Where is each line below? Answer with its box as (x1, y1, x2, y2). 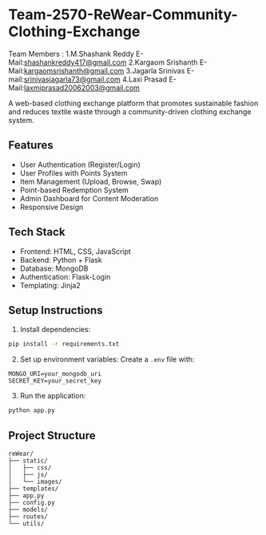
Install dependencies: (19, 325, 91, 335)
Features (8, 138, 54, 153)
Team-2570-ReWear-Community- (8, 6, 238, 24)
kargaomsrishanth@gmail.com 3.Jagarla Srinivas (23, 65, 185, 75)
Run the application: (19, 391, 86, 401)
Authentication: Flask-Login (19, 271, 111, 281)
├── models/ (8, 505, 48, 513)
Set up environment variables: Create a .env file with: (19, 355, 195, 364)
